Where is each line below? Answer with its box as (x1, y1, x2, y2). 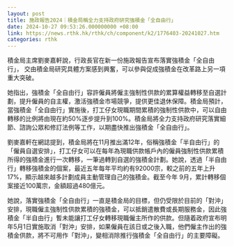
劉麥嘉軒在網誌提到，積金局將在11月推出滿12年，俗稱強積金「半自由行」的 (7, 138, 220, 146)
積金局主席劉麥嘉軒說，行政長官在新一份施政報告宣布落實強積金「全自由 (7, 56, 214, 65)
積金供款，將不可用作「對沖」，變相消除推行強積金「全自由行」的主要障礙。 (7, 231, 224, 240)
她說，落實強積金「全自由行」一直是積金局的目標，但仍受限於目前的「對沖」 (7, 197, 227, 205)
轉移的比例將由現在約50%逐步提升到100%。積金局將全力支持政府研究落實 (7, 114, 220, 123)
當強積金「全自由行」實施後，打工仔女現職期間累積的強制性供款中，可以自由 (7, 106, 227, 114)
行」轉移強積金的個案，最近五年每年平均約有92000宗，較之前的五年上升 (7, 164, 216, 173)
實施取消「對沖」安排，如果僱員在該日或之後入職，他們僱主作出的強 (31, 222, 227, 231)
